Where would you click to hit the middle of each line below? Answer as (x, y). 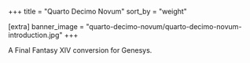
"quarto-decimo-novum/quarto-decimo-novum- (164, 26)
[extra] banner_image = (46, 26)
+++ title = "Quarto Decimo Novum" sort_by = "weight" (97, 11)
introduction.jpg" (35, 35)
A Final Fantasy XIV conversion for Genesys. (80, 50)
